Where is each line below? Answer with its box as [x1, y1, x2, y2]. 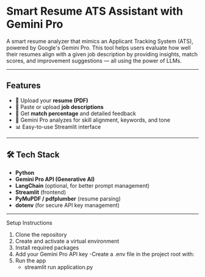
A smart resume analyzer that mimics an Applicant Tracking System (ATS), [6, 37, 193, 45]
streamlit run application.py [24, 263, 93, 270]
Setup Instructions [6, 219, 53, 226]
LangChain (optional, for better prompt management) [15, 182, 150, 189]
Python [15, 169, 35, 176]
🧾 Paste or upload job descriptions [15, 103, 104, 111]
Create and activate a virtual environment [15, 237, 120, 245]
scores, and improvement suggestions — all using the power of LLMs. [6, 57, 182, 64]
